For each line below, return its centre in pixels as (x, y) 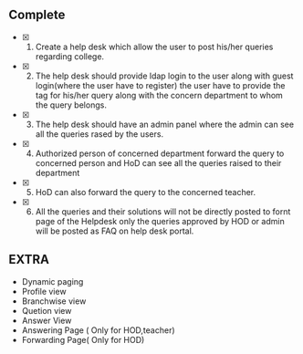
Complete (37, 15)
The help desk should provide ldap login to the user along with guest (164, 76)
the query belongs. (71, 105)
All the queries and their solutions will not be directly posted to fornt (163, 211)
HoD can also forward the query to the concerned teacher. (146, 192)
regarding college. (70, 56)
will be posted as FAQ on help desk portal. (115, 231)
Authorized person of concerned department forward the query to (160, 153)
